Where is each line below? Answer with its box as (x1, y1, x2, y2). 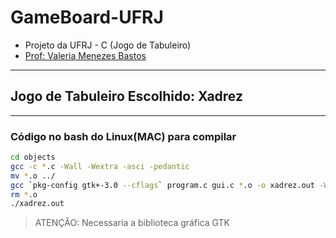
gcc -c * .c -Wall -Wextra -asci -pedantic (10, 161, 190, 171)
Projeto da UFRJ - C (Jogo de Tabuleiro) (24, 39, 192, 51)
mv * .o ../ (10, 171, 56, 181)
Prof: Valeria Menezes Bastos (24, 49, 147, 61)
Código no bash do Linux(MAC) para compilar (10, 129, 237, 143)
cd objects (10, 152, 56, 163)
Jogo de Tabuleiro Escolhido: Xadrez (10, 88, 243, 105)
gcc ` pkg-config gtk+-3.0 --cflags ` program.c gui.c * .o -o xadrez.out (10, 180, 315, 190)
